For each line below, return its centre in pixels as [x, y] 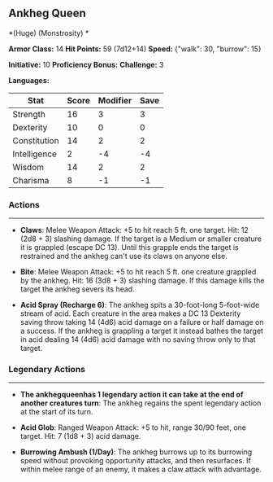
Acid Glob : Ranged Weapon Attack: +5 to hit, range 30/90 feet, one [133, 427]
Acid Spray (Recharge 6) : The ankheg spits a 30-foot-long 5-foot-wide [140, 305]
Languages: [29, 80]
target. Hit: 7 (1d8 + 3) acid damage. [80, 436]
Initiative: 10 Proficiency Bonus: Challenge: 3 [86, 64]
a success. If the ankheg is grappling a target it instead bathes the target [142, 331]
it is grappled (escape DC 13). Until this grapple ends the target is [130, 248]
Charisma [31, 180]
